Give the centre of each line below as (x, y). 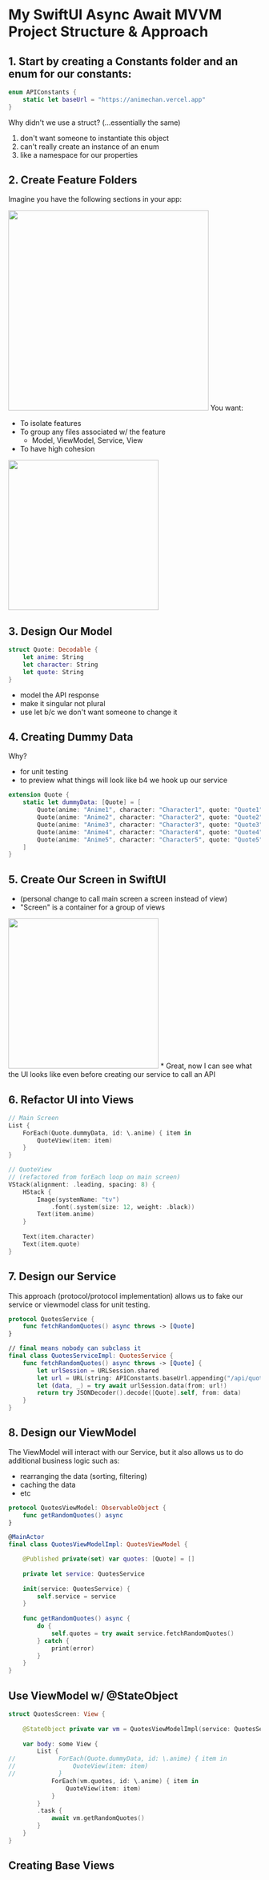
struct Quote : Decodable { (53, 650)
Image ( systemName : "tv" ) (78, 1199)
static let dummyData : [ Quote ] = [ (82, 802)
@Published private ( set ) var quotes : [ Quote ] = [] (109, 1559)
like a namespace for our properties (79, 155)
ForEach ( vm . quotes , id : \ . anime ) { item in (124, 1781)
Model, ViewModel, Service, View (87, 440)
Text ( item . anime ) (66, 1215)
